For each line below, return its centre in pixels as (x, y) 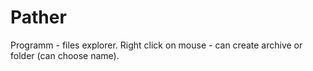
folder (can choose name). (65, 55)
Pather (38, 17)
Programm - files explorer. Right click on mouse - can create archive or (156, 45)
